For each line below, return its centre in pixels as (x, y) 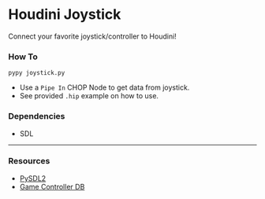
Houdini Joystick (65, 15)
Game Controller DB (52, 186)
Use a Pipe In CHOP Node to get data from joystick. (105, 87)
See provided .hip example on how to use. (89, 96)
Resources (29, 161)
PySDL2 (33, 178)
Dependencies (37, 116)
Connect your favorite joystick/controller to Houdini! (93, 36)
